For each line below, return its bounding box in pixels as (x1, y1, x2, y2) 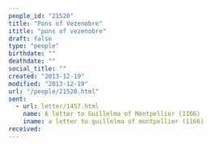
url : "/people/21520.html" (8, 87, 99, 96)
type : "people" (8, 42, 60, 50)
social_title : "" (8, 65, 67, 73)
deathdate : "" (8, 58, 57, 66)
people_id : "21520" (8, 11, 74, 20)
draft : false (8, 34, 53, 43)
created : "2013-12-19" (8, 72, 85, 80)
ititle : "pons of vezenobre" (8, 27, 107, 35)
